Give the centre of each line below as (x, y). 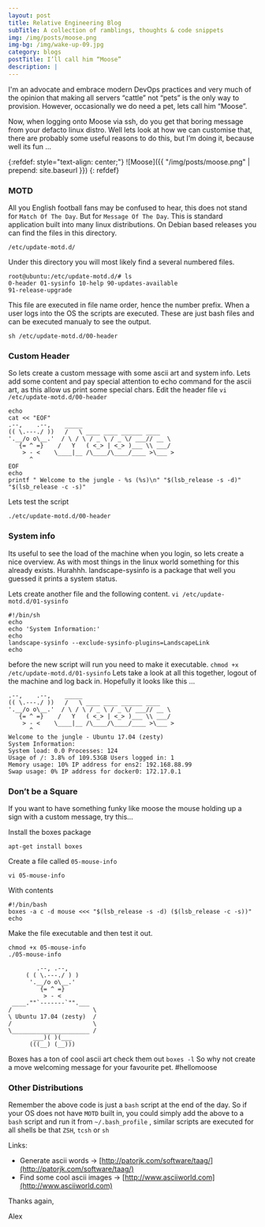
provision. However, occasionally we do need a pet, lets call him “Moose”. (128, 106)
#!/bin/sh (24, 615)
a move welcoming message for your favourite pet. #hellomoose (113, 1067)
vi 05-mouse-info (37, 875)
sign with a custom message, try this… (71, 817)
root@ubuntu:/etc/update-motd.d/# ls (70, 277)
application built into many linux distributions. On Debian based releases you (132, 225)
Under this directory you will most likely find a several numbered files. (121, 262)
